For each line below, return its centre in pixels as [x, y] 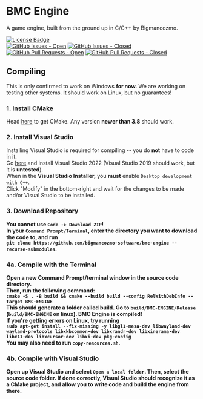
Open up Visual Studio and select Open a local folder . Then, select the [98, 372]
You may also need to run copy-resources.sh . [63, 343]
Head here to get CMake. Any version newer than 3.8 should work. [90, 122]
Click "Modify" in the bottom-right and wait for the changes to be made [95, 189]
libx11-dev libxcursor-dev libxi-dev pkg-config [69, 337]
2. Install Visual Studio [40, 137]
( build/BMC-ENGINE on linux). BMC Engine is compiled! [74, 314]
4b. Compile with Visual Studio [52, 358]
